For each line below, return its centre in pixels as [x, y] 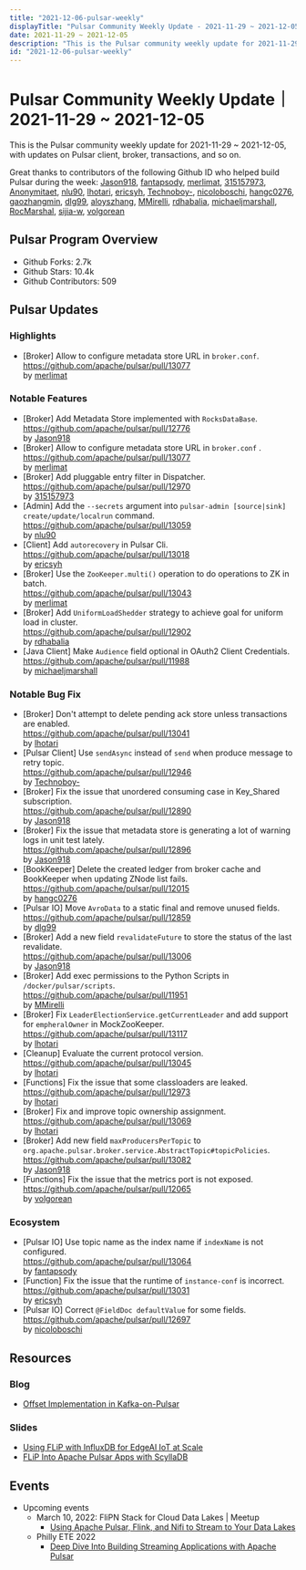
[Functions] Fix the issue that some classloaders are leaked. [135, 1083]
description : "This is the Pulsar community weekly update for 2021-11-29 [154, 43]
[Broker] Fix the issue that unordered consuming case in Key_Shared [151, 792]
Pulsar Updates [54, 310]
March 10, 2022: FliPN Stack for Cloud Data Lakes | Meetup [148, 1518]
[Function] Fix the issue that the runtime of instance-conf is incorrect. [153, 1281]
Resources [41, 1358]
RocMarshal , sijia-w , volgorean [67, 212]
